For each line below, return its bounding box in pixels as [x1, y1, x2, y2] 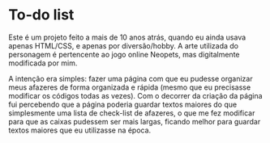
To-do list [8, 6, 75, 24]
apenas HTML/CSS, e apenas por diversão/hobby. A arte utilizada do [8, 40, 239, 50]
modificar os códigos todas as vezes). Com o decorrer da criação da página [8, 90, 263, 100]
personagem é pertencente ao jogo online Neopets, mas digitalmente [8, 49, 240, 59]
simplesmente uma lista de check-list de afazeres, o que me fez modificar [8, 107, 255, 118]
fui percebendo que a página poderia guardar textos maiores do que [8, 99, 238, 109]
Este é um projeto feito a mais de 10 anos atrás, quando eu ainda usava [8, 32, 246, 42]
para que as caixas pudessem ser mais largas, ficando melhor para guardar [8, 116, 261, 126]
